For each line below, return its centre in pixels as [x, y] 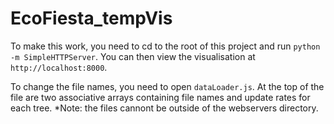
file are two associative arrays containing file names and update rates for [160, 97]
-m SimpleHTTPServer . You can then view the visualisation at [133, 56]
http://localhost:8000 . [59, 67]
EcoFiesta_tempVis [91, 18]
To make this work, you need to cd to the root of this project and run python [165, 46]
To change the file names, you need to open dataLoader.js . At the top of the [167, 86]
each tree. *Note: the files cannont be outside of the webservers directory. [164, 108]
